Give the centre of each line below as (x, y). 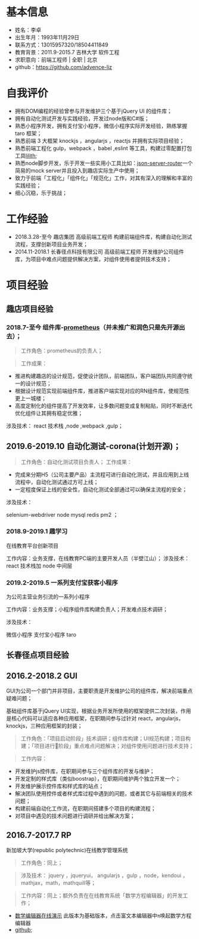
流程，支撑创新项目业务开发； (51, 244)
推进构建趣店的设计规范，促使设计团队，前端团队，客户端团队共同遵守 (101, 376)
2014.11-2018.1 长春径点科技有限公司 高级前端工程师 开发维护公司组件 (99, 251)
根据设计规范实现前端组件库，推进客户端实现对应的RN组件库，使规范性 (102, 391)
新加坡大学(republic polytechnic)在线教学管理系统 (67, 850)
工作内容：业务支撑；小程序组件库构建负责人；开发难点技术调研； (87, 609)
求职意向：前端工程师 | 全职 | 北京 (56, 60)
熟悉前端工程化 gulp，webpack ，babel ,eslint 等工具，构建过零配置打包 (103, 148)
